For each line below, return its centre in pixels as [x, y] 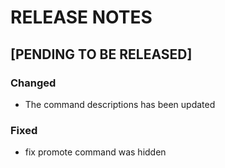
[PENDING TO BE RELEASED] [101, 54]
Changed [33, 83]
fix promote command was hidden [95, 152]
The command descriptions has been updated [120, 104]
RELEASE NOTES [81, 17]
